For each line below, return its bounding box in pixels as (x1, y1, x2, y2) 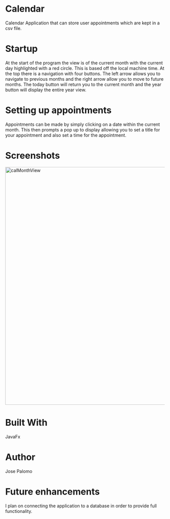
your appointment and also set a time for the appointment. (5, 132, 126, 138)
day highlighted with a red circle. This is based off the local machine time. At (5, 65, 164, 71)
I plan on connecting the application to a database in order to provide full (5, 503, 157, 509)
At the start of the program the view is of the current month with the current (5, 59, 163, 66)
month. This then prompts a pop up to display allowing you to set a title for (5, 126, 160, 132)
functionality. (5, 508, 33, 514)
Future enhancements (5, 486, 100, 497)
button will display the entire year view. (5, 87, 87, 93)
